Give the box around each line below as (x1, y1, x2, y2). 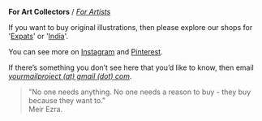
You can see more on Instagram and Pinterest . (8, 47, 164, 56)
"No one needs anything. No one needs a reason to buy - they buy (28, 87, 251, 97)
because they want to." (28, 96, 106, 105)
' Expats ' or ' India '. (8, 32, 69, 41)
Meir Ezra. (28, 105, 63, 114)
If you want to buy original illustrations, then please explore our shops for (8, 23, 253, 32)
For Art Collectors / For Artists (8, 7, 111, 16)
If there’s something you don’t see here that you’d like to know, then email (8, 63, 254, 72)
